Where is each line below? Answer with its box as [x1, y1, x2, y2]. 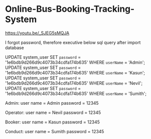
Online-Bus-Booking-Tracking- [5, 3, 135, 15]
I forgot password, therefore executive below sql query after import [5, 39, 141, 45]
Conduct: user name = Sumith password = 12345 [5, 128, 104, 134]
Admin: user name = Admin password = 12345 [5, 100, 99, 106]
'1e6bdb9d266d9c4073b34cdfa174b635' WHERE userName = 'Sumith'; [5, 91, 147, 96]
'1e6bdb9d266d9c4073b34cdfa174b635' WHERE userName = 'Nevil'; [5, 80, 143, 86]
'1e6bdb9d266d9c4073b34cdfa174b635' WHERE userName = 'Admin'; [5, 59, 146, 65]
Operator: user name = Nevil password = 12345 [5, 109, 101, 116]
